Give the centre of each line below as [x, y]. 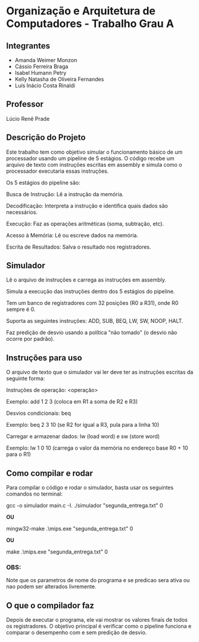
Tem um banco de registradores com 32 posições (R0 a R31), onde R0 [92, 303]
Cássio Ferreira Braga [41, 66]
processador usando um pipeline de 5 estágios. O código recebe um [90, 158]
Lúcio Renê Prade [28, 118]
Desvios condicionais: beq [39, 413]
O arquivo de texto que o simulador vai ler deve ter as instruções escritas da [100, 372]
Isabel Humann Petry [41, 73]
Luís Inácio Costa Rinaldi [45, 85]
